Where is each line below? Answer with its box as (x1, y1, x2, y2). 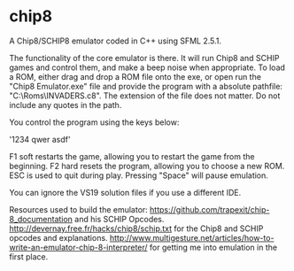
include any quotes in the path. (9, 99, 122, 110)
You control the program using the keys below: (9, 117, 180, 128)
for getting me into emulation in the (149, 242, 277, 252)
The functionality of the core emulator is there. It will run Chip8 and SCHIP (9, 52, 280, 63)
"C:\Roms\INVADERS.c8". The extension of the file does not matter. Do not (9, 90, 281, 101)
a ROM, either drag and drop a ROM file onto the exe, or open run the (9, 71, 261, 81)
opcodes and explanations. (9, 232, 108, 243)
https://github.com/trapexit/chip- (149, 204, 270, 214)
